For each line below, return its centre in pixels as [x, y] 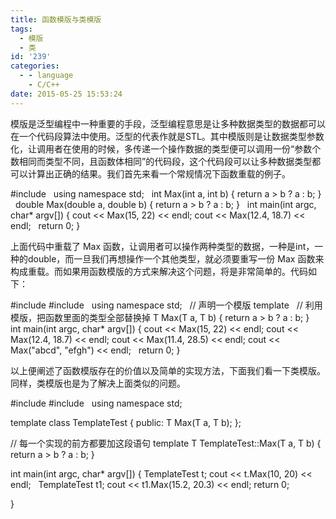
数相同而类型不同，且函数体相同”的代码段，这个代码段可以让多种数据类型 [161, 161]
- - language [46, 76]
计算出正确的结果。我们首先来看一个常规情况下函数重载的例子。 [159, 173]
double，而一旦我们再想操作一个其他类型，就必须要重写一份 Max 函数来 [176, 258]
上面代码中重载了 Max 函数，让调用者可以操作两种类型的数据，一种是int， [162, 246]
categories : [35, 66]
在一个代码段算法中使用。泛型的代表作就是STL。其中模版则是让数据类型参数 [167, 136]
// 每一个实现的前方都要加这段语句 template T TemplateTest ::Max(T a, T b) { [166, 443]
